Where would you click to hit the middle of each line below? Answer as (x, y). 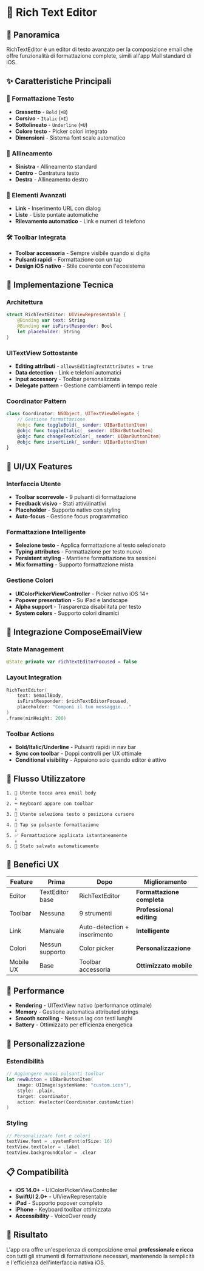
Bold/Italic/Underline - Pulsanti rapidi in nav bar (76, 747)
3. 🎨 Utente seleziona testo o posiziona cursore (70, 814)
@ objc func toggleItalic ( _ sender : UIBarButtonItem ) (85, 430)
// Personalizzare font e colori (49, 1136)
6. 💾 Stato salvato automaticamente (53, 846)
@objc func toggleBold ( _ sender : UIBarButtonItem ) (83, 425)
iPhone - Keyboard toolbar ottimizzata (63, 1209)
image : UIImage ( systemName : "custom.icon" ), (74, 1085)
